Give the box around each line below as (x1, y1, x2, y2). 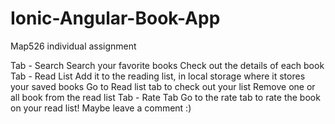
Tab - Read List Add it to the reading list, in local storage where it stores (10, 70, 306, 82)
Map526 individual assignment (10, 40, 137, 52)
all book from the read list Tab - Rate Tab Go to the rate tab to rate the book (10, 91, 321, 103)
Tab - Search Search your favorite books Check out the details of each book (10, 59, 325, 71)
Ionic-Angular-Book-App (10, 7, 221, 30)
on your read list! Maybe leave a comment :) (10, 102, 192, 114)
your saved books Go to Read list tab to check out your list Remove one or (10, 80, 316, 92)
